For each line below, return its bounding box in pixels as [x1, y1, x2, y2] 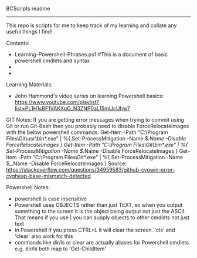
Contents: [6, 39, 30, 46]
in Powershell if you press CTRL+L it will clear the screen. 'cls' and [14, 226, 175, 233]
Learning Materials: [6, 81, 53, 88]
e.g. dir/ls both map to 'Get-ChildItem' [14, 245, 107, 252]
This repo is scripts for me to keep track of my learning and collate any [6, 22, 177, 29]
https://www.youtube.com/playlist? [14, 99, 100, 105]
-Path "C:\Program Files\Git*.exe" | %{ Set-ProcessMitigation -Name [18, 154, 184, 160]
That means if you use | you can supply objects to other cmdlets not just [14, 214, 189, 221]
